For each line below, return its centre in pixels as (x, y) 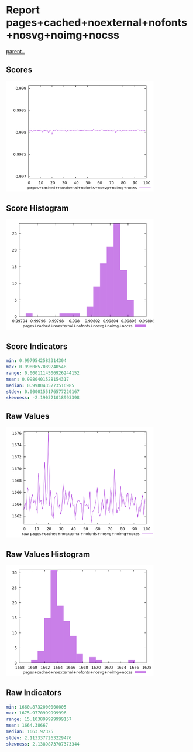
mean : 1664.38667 (27, 726)
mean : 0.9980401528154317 (37, 379)
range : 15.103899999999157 (39, 719)
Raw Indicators (34, 693)
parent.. (15, 51)
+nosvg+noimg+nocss (63, 35)
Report (23, 10)
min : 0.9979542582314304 (36, 361)
